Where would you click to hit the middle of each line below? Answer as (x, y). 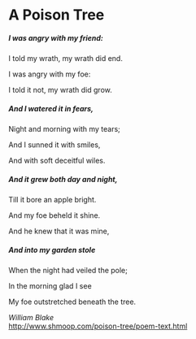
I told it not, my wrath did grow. (60, 90)
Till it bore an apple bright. (52, 200)
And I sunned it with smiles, (54, 145)
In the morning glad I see (50, 286)
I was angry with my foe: (50, 74)
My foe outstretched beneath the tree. (72, 302)
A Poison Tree (57, 15)
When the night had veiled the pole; (68, 271)
